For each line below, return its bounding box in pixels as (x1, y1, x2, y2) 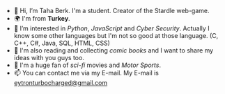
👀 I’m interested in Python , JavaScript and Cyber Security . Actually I (13, 24, 210, 32)
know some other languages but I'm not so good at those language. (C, (13, 32, 219, 39)
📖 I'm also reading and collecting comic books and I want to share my (13, 46, 214, 55)
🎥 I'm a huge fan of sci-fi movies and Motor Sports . (13, 61, 162, 69)
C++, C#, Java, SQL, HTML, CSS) (13, 39, 110, 47)
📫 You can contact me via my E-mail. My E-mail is (13, 69, 159, 77)
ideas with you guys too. (13, 54, 85, 62)
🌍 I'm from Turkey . (13, 15, 71, 22)
